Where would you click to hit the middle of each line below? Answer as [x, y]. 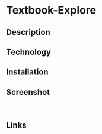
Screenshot [28, 92]
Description [28, 32]
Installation [27, 72]
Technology [29, 52]
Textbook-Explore [51, 10]
